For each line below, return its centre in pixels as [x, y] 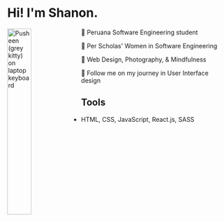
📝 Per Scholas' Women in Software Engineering [149, 46]
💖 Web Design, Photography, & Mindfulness [144, 59]
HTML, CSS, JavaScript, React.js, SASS [138, 119]
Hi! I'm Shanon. [53, 13]
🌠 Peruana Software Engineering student [140, 32]
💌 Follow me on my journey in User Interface [145, 73]
